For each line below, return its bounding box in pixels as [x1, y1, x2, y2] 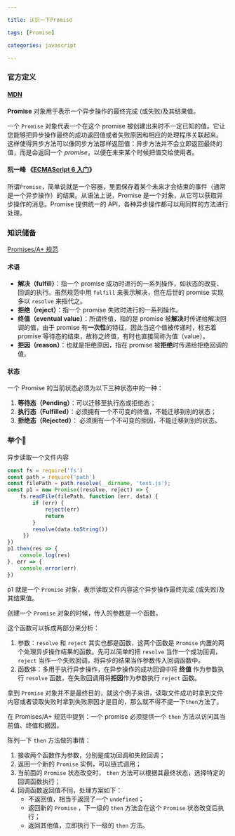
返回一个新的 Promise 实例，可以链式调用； [17, 759, 142, 768]
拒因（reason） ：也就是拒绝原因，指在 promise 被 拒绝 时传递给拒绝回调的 [17, 341, 228, 350]
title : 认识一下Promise [7, 16, 72, 23]
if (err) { [32, 500, 65, 507]
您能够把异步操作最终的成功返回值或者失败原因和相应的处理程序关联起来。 [7, 131, 222, 139]
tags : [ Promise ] [7, 29, 55, 36]
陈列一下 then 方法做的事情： [7, 736, 91, 744]
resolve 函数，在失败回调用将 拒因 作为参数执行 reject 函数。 [25, 673, 201, 682]
